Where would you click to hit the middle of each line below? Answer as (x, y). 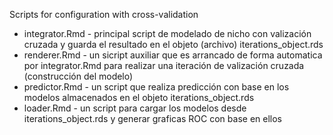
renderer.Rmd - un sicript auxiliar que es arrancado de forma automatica (173, 55)
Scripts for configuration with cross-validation (104, 14)
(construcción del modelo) (78, 76)
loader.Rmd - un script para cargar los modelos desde (135, 108)
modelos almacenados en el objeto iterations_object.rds (139, 97)
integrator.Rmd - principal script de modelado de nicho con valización (167, 33)
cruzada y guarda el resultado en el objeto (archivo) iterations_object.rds (173, 44)
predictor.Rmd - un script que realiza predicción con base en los (156, 87)
